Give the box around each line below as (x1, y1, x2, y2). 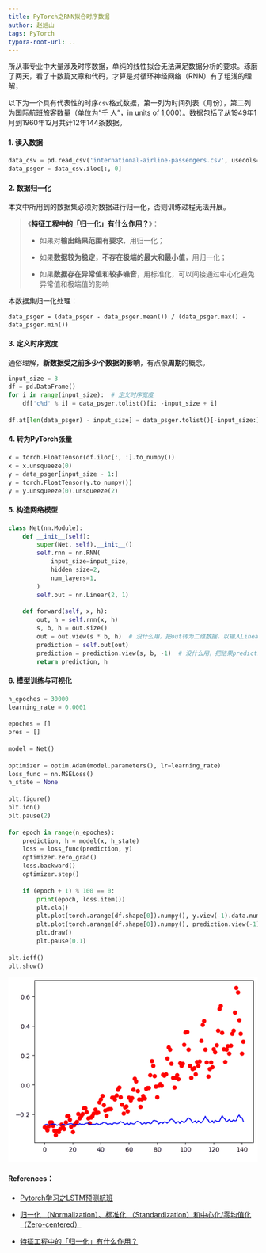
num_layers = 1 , (50, 574, 97, 582)
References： (8, 1173, 54, 1183)
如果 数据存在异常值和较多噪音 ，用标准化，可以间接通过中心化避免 (39, 269, 255, 279)
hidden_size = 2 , (50, 566, 101, 574)
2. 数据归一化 (8, 183, 51, 192)
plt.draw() (36, 929, 73, 937)
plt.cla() (36, 904, 69, 912)
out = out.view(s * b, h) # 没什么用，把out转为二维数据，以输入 (36, 633, 241, 641)
